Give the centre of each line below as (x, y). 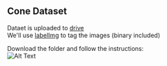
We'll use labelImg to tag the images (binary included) (84, 35)
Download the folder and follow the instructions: (76, 48)
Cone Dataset (37, 11)
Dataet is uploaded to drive (46, 27)
